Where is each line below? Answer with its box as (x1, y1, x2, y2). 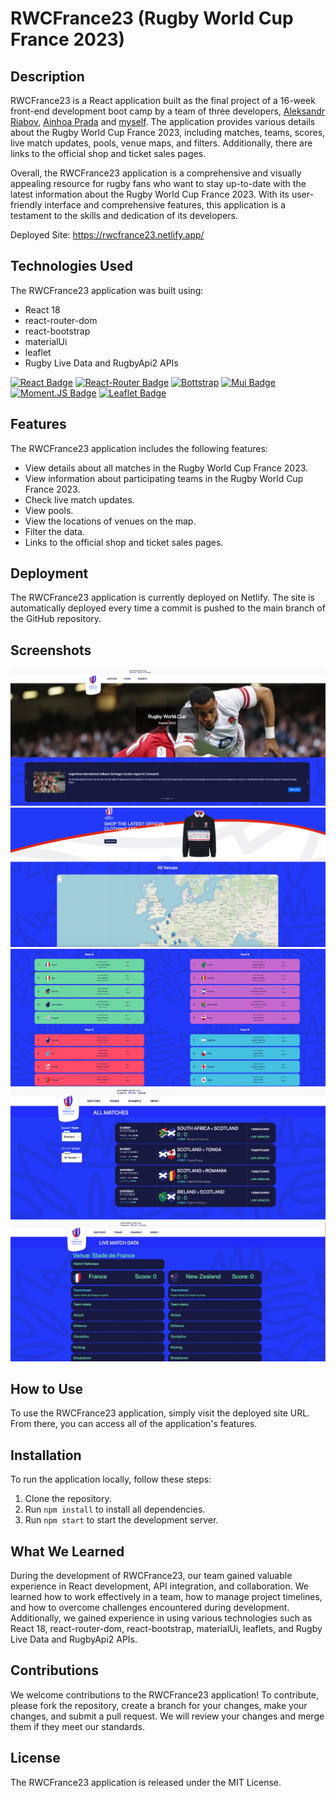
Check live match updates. (24, 493, 135, 506)
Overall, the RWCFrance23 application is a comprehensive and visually (10, 167, 302, 179)
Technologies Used (10, 258, 133, 275)
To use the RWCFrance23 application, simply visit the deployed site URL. (10, 1407, 311, 1419)
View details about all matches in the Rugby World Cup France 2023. (24, 462, 309, 474)
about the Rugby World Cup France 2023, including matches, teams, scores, (10, 127, 326, 138)
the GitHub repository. (10, 613, 102, 625)
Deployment (10, 565, 89, 582)
